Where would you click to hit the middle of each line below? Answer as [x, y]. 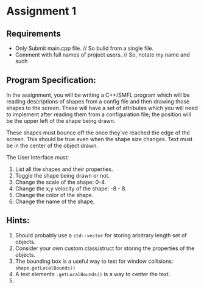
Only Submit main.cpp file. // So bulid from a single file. [84, 48]
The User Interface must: [38, 157]
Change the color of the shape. [54, 195]
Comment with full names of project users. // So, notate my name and [102, 55]
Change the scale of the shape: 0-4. [61, 182]
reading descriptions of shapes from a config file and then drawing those [98, 101]
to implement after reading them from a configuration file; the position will [99, 114]
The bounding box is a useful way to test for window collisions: [94, 261]
